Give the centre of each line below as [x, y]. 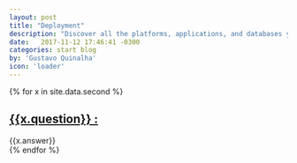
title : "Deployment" [47, 26]
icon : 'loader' [37, 67]
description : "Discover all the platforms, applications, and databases [146, 33]
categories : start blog [53, 50]
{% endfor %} [34, 150]
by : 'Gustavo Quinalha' [53, 58]
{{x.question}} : [54, 119]
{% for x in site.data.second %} [66, 91]
